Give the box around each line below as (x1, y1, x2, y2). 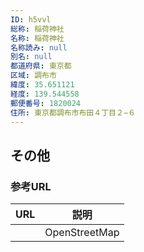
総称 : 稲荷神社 (10, 24, 65, 34)
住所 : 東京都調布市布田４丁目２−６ (10, 107, 136, 118)
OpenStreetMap (44, 226, 120, 240)
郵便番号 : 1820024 (10, 98, 82, 108)
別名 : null (10, 52, 53, 62)
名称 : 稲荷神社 (10, 33, 65, 43)
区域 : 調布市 (10, 71, 57, 81)
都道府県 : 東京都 (10, 61, 72, 71)
